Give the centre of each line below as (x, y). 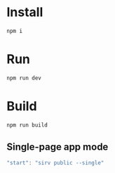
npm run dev (24, 78)
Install (25, 12)
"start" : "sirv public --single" (55, 163)
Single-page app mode (57, 147)
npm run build (27, 125)
